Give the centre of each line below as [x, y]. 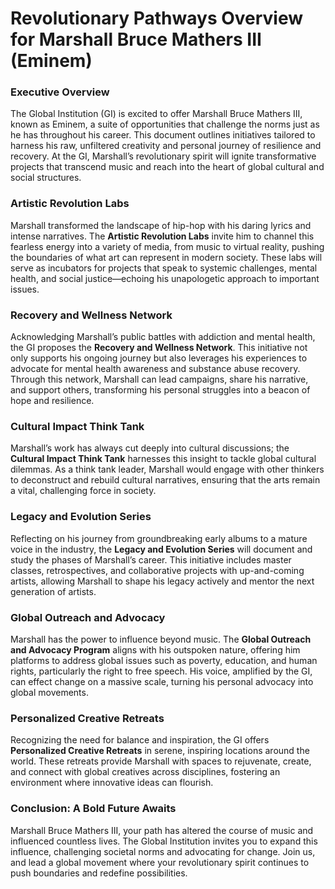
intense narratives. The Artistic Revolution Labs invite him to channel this [162, 236]
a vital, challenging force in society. [83, 491]
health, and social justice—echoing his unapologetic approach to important [165, 278]
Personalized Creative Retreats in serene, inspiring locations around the [160, 751]
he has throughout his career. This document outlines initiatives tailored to [163, 135]
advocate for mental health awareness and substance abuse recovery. [155, 369]
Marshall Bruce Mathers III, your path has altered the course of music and [162, 830]
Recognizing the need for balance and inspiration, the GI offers [140, 740]
